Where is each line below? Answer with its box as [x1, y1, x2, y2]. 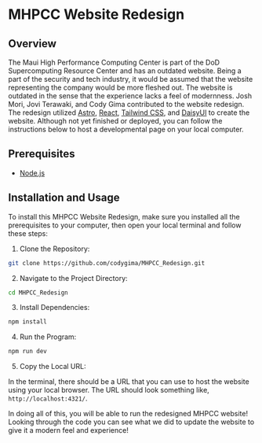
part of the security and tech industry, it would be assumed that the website [8, 75, 253, 83]
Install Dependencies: [19, 303, 90, 312]
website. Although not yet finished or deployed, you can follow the [8, 116, 223, 125]
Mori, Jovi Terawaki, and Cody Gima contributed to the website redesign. [8, 100, 245, 109]
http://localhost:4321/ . [8, 393, 88, 403]
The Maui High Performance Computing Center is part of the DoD [8, 57, 220, 67]
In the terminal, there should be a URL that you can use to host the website [8, 377, 249, 386]
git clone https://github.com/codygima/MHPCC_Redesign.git [8, 259, 206, 267]
